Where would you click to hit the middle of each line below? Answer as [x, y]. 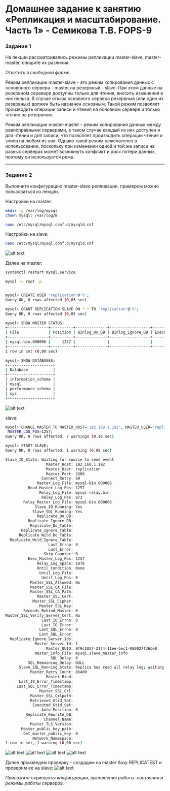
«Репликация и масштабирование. [83, 20]
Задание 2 [19, 175]
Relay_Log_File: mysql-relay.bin [74, 493]
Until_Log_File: [56, 573]
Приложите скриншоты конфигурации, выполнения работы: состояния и [84, 778]
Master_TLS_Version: [52, 724]
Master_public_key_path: [47, 729]
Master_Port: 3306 [65, 474]
